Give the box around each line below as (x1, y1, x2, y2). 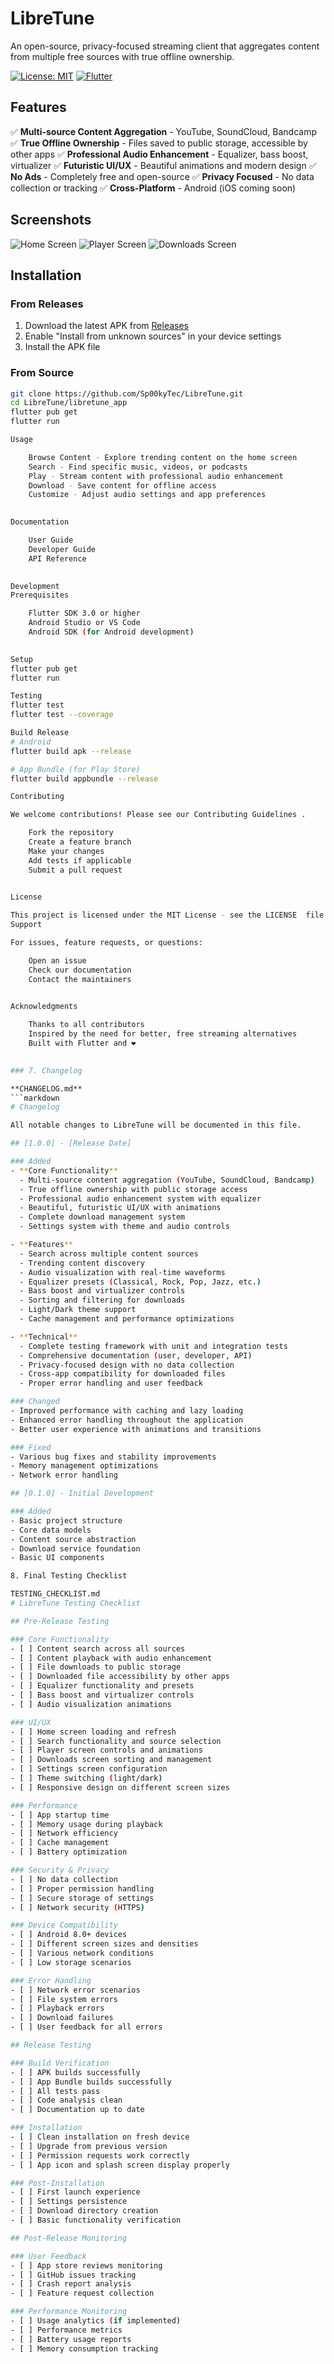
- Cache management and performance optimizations (19, 1314, 235, 1324)
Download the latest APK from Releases (24, 320, 190, 332)
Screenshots (10, 212, 92, 229)
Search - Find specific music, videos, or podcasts (28, 462, 248, 472)
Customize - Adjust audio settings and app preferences (28, 490, 267, 500)
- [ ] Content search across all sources (10, 1643, 186, 1654)
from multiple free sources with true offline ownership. (10, 50, 235, 62)
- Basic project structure (10, 1515, 123, 1526)
